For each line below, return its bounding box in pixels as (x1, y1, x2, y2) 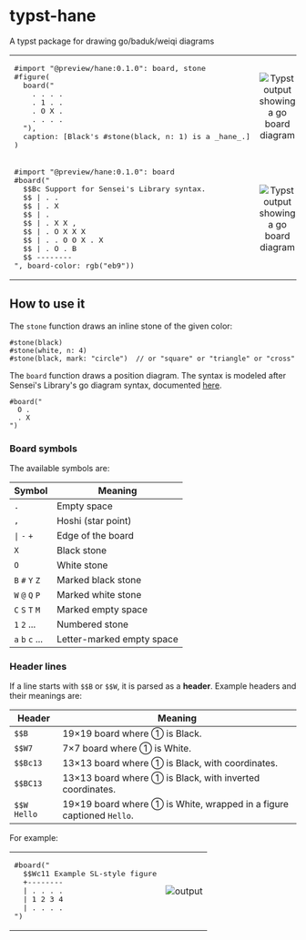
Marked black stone (56, 574, 142, 587)
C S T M (14, 605, 41, 615)
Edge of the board (56, 530, 135, 542)
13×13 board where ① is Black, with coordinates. (62, 757, 279, 770)
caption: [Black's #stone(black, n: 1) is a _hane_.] (22, 131, 250, 141)
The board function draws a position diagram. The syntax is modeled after (9, 369, 287, 380)
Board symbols (9, 442, 77, 455)
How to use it (9, 297, 86, 312)
